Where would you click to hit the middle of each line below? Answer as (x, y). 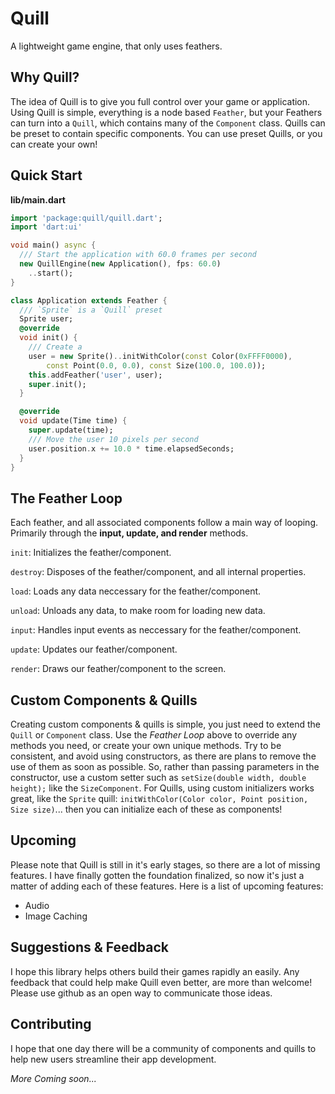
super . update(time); (71, 430)
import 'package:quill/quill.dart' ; (86, 218)
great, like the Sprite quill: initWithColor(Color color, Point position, (159, 799)
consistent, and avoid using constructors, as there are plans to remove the (163, 756)
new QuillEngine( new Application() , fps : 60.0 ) (120, 264)
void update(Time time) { (73, 421)
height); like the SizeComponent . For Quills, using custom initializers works (162, 788)
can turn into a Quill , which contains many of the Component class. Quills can (168, 123)
